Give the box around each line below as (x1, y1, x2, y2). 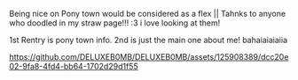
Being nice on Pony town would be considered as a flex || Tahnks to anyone (9, 9, 286, 18)
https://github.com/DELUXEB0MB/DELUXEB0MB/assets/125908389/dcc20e (9, 52, 289, 62)
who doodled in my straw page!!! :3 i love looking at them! (9, 18, 221, 28)
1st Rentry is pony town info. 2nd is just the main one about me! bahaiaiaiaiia (9, 35, 288, 45)
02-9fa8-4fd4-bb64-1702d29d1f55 (9, 62, 139, 71)
